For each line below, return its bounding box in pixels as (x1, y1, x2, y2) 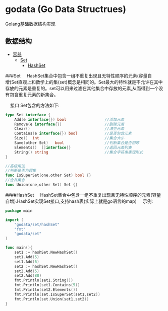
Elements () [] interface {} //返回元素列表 (14, 145, 132, 150)
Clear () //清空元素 (14, 126, 125, 131)
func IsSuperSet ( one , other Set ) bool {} (5, 173, 92, 178)
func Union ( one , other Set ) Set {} (5, 182, 78, 187)
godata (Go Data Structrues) (5, 4, 127, 15)
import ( (5, 217, 24, 222)
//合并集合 (5, 178, 25, 183)
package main (5, 208, 33, 213)
